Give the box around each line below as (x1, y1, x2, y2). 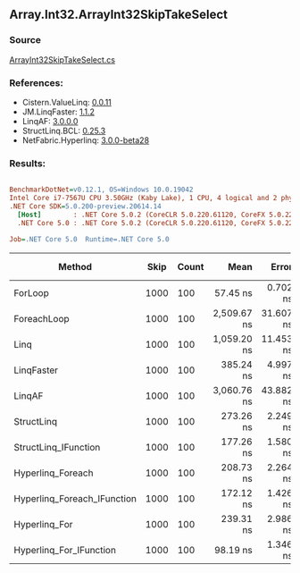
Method (57, 260, 92, 273)
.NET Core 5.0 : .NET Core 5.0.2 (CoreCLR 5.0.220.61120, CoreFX (17, 218, 266, 227)
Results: (9, 156, 46, 169)
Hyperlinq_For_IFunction (13, 544, 116, 556)
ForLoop (13, 286, 49, 299)
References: (9, 76, 64, 88)
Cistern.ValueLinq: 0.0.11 (21, 97, 112, 107)
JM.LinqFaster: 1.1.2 (21, 106, 96, 117)
